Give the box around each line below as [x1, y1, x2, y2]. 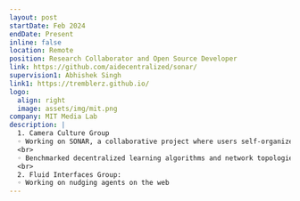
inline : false [9, 37, 62, 47]
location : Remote [9, 46, 74, 55]
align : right [17, 95, 66, 105]
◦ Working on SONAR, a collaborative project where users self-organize [17, 137, 294, 146]
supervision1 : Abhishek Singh [9, 71, 122, 80]
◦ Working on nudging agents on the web [17, 179, 170, 188]
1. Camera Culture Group [17, 129, 110, 138]
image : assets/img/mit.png [17, 104, 118, 113]
